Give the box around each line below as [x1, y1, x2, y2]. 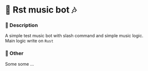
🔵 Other [5, 50, 23, 57]
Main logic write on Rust [5, 38, 54, 44]
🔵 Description [5, 22, 38, 28]
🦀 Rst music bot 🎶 [5, 4, 77, 15]
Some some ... [5, 61, 34, 67]
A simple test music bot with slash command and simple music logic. [5, 33, 144, 39]
